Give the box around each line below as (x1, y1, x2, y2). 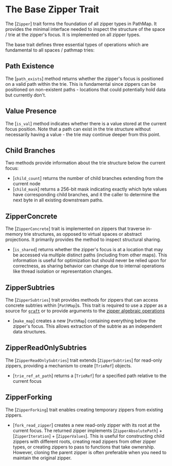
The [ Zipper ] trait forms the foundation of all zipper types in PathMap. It (5, 21, 157, 27)
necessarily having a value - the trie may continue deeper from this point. (5, 131, 161, 137)
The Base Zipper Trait (5, 4, 99, 15)
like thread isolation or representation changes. (12, 268, 113, 274)
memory (5, 231, 23, 237)
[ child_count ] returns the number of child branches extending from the (12, 175, 163, 181)
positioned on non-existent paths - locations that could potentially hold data (5, 86, 166, 92)
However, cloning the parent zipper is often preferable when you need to (12, 449, 167, 455)
